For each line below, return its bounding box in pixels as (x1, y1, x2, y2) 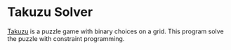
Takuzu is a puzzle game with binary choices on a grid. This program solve (7, 27, 224, 35)
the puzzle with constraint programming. (7, 34, 125, 42)
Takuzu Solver (7, 4, 93, 20)
